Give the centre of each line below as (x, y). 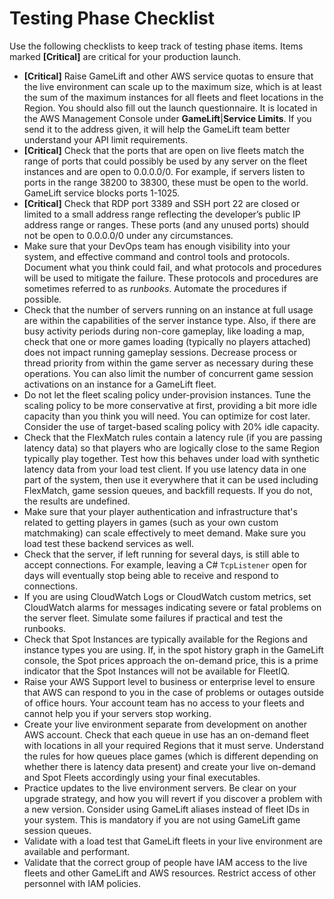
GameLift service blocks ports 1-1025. (102, 193)
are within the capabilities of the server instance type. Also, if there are (170, 320)
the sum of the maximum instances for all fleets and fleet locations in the (173, 97)
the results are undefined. (77, 501)
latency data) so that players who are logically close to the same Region (172, 448)
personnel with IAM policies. (82, 883)
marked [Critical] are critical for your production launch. (125, 56)
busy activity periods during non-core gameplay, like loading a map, (164, 331)
